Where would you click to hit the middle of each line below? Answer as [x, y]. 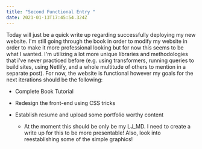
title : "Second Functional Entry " [51, 12]
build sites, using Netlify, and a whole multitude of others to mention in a [96, 66]
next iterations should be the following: [55, 80]
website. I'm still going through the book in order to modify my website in [97, 41]
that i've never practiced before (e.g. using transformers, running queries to [100, 60]
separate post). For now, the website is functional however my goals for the [100, 73]
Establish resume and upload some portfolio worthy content [89, 115]
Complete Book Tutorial [44, 91]
